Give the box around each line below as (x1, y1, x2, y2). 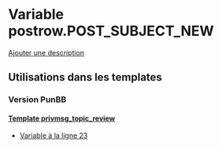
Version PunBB (8, 94, 67, 105)
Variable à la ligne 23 (19, 131, 88, 140)
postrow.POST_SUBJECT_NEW (8, 22, 214, 40)
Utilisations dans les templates (8, 70, 163, 84)
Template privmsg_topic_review (8, 114, 116, 123)
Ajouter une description (8, 48, 85, 57)
